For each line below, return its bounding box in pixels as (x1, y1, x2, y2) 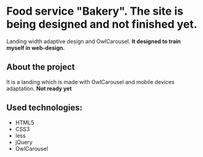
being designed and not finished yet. (6, 17, 197, 31)
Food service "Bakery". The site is (6, 4, 184, 18)
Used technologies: (6, 102, 83, 113)
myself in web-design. (6, 44, 66, 52)
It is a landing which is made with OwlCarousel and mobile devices (6, 78, 175, 85)
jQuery (15, 138, 33, 145)
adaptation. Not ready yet (6, 85, 72, 92)
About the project (6, 62, 75, 72)
